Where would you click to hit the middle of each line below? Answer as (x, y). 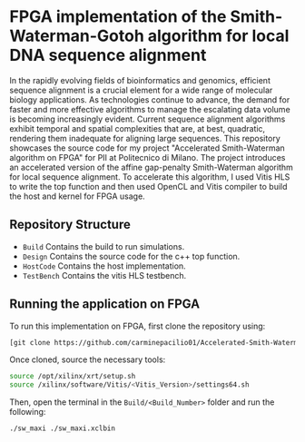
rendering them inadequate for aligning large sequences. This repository (145, 138)
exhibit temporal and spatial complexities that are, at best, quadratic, (138, 128)
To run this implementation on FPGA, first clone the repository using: (138, 326)
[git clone (30, 342)
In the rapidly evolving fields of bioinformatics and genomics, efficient (140, 80)
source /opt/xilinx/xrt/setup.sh (73, 377)
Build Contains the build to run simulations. (103, 246)
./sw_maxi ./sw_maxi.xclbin (63, 428)
